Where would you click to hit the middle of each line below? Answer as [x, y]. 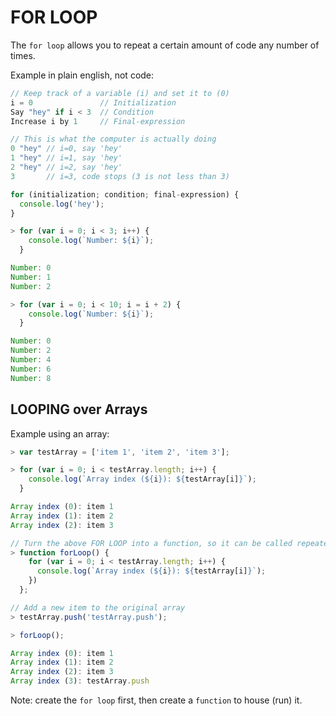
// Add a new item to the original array [98, 607]
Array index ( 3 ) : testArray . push [80, 681]
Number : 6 [31, 369]
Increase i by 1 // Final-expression [98, 121]
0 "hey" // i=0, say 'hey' [66, 149]
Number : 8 [31, 378]
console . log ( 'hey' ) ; [62, 204]
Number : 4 [31, 360]
